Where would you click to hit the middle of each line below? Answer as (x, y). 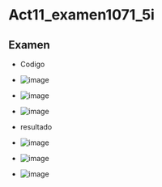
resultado (36, 127)
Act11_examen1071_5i (82, 15)
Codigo (32, 64)
